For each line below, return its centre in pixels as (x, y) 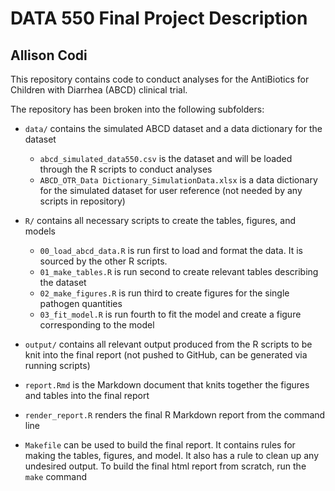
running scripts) (57, 365)
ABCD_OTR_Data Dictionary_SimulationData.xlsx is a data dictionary (178, 180)
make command (55, 476)
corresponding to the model (97, 325)
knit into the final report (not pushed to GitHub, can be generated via (166, 355)
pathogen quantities (81, 303)
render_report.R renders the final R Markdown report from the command (175, 415)
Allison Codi (49, 55)
